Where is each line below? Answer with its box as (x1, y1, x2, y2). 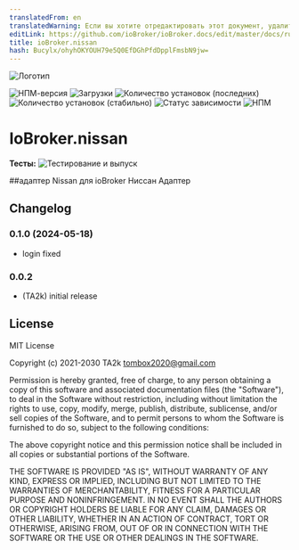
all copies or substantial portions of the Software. (9, 448, 190, 459)
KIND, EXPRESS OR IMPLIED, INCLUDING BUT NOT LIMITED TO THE (9, 475, 262, 486)
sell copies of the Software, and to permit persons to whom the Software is (9, 412, 285, 423)
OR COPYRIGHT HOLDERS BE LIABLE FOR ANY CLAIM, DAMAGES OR (9, 504, 267, 514)
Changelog (9, 201, 72, 217)
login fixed (21, 248, 61, 259)
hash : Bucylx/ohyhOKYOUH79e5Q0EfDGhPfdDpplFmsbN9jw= (9, 46, 209, 55)
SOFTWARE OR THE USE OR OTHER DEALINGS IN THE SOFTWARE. (9, 532, 259, 543)
